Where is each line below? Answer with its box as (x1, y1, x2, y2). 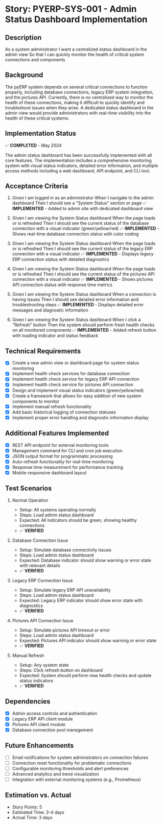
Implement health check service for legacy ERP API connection (12, 376, 140, 382)
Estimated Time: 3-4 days (12, 809, 65, 815)
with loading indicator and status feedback (12, 333, 99, 339)
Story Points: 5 (12, 804, 42, 810)
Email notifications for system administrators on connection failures (12, 754, 148, 760)
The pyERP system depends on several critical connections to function (5, 84, 148, 90)
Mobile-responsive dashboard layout (12, 469, 87, 476)
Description (5, 33, 42, 42)
